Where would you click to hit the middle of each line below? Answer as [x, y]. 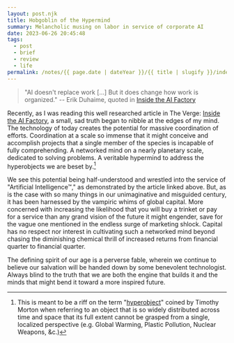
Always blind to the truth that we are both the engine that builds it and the [112, 275]
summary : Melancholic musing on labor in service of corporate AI [106, 27]
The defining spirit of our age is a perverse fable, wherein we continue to [112, 260]
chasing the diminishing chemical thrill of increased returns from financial [112, 239]
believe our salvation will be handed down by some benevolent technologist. [117, 268]
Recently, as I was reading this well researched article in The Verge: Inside [114, 113]
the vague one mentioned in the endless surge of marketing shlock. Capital [115, 224]
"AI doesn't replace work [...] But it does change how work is [111, 92]
